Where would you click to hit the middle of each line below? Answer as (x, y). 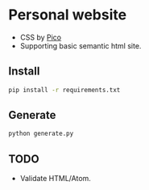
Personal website (68, 15)
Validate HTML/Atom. (55, 179)
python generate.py (41, 134)
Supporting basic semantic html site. (81, 45)
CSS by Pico (41, 37)
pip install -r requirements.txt (64, 90)
